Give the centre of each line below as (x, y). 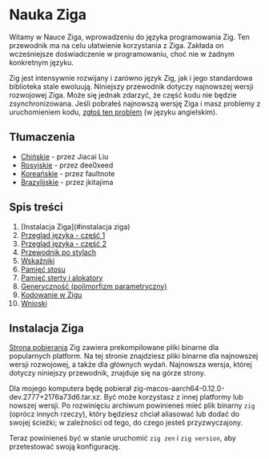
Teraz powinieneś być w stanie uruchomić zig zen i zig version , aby (123, 438)
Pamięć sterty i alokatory (62, 277)
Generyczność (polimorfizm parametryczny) (94, 286)
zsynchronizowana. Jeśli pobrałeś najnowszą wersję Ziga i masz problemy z (135, 103)
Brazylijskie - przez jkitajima (67, 182)
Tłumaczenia (42, 137)
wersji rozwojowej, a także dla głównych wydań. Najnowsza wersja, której (131, 364)
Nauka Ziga (48, 15)
